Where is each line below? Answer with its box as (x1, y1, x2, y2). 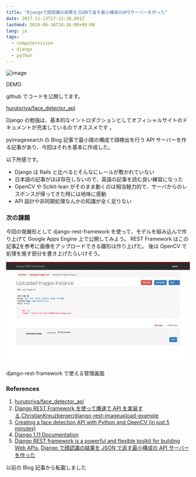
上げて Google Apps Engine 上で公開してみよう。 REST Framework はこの (10, 236, 189, 243)
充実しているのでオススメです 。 (36, 123, 115, 131)
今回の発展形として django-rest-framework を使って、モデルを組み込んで (6, 228, 182, 235)
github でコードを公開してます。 (6, 92, 83, 99)
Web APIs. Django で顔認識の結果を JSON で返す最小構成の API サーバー (14, 444, 190, 451)
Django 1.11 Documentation (14, 431, 79, 438)
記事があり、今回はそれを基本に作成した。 (10, 143, 114, 150)
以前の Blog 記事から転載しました (6, 464, 86, 471)
